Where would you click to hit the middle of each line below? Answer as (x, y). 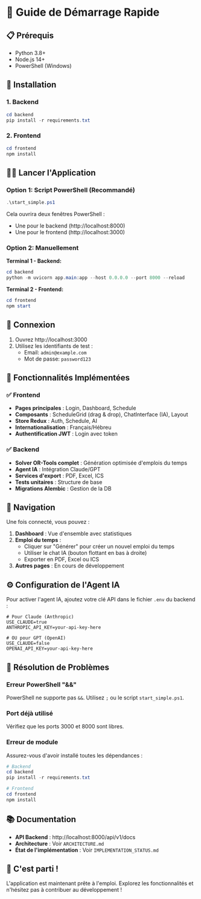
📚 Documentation (41, 819)
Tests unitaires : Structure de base (59, 482)
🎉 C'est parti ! (32, 869)
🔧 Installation (31, 85)
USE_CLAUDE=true (27, 623)
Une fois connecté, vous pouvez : (48, 522)
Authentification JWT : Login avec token (66, 434)
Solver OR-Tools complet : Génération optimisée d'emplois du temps (101, 463)
